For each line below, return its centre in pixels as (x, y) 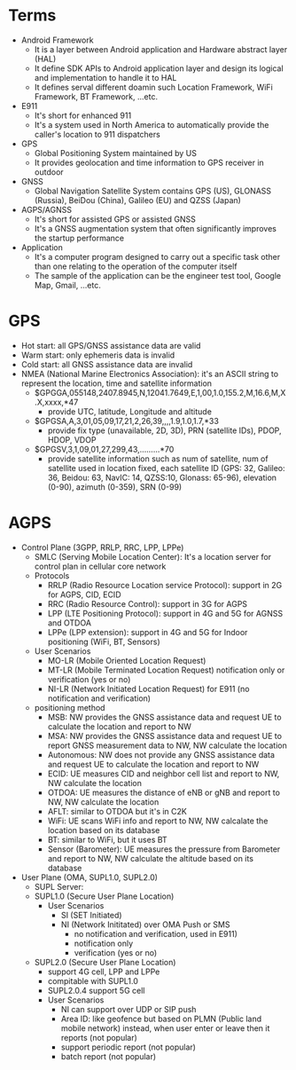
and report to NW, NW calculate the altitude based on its (151, 858)
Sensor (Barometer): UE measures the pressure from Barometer (164, 849)
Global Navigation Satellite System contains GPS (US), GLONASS (153, 191)
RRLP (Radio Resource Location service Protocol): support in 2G (165, 585)
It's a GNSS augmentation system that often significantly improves (155, 228)
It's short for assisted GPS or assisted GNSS (115, 219)
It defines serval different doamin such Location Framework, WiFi (154, 87)
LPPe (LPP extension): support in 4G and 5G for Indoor (148, 632)
